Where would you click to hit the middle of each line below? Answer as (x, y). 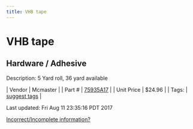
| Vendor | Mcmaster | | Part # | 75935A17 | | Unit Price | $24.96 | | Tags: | (97, 89)
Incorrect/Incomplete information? (49, 119)
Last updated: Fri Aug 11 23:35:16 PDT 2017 (59, 107)
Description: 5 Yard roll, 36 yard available (57, 78)
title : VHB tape (26, 12)
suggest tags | (24, 96)
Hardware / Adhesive (46, 64)
